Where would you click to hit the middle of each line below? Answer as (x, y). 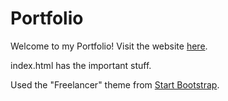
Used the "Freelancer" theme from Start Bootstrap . (115, 84)
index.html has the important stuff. (81, 65)
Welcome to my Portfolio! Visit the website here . (109, 46)
